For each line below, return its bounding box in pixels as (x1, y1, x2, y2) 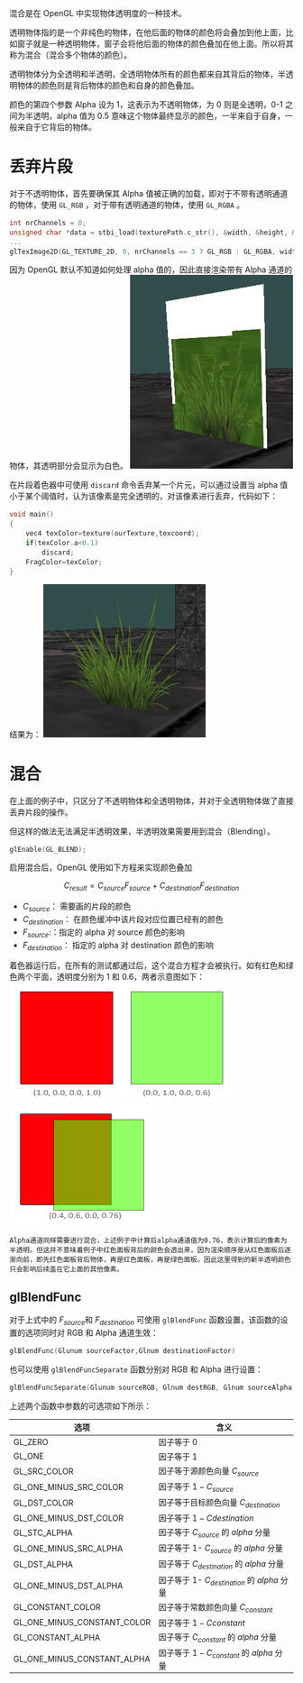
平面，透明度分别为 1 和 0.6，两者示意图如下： (32, 972, 206, 983)
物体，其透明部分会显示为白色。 (9, 461, 128, 471)
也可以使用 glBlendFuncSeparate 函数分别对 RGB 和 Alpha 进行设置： (9, 1364, 264, 1375)
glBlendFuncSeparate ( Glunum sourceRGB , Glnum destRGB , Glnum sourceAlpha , (9, 1383, 297, 1392)
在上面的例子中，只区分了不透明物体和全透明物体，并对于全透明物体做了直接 (9, 795, 294, 806)
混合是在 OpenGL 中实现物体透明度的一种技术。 (9, 8, 187, 18)
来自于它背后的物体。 (16, 122, 96, 133)
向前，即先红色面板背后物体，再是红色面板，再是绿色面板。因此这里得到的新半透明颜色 (15, 1256, 291, 1265)
